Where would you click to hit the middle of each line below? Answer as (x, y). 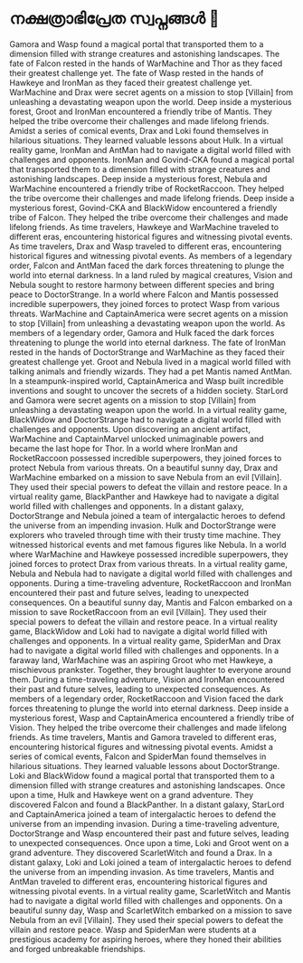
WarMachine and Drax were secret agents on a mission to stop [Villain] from (151, 92)
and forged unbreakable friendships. (78, 949)
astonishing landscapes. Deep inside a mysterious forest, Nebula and (138, 178)
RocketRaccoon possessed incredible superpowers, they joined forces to (146, 457)
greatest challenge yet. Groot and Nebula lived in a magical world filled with (150, 361)
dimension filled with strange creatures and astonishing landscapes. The (145, 53)
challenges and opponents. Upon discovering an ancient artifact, (130, 429)
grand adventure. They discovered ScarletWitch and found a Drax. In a (141, 852)
